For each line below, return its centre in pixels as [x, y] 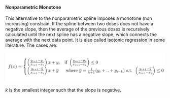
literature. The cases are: [31, 45]
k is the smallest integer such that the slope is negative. [63, 90]
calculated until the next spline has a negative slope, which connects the [81, 35]
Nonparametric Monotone [33, 7]
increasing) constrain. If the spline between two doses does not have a [79, 24]
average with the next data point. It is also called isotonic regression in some [85, 40]
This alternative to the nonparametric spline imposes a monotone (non [79, 18]
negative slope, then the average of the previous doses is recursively [77, 29]
